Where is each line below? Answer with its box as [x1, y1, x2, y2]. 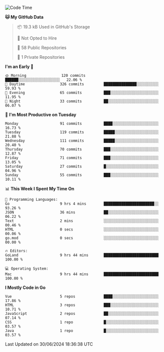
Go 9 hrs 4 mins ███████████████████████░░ [5, 201, 159, 206]
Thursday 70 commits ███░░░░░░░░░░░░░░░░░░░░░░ [5, 147, 159, 152]
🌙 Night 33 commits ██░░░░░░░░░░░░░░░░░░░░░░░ [5, 99, 159, 104]
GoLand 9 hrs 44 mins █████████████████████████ [5, 253, 159, 258]
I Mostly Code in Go [5, 284, 46, 290]
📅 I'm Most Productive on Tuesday [5, 112, 77, 117]
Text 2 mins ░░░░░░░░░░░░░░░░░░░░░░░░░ [5, 218, 159, 223]
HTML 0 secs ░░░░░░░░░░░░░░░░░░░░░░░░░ [5, 227, 159, 232]
